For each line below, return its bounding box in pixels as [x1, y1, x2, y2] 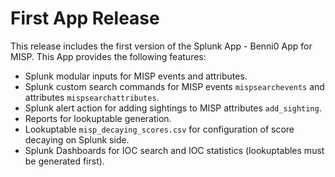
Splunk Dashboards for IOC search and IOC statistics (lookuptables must [24, 144, 325, 156]
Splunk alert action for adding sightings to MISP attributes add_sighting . [24, 102, 322, 114]
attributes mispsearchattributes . [24, 91, 160, 103]
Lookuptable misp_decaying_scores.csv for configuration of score [24, 123, 295, 135]
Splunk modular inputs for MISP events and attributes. [24, 70, 248, 82]
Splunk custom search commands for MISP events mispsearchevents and [24, 80, 325, 92]
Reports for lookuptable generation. [24, 112, 172, 124]
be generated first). [24, 155, 105, 167]
